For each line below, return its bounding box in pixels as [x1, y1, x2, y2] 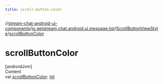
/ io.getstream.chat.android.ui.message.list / [30, 25, 116, 31]
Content [5, 69, 21, 74]
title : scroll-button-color [5, 7, 62, 12]
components [5, 25, 31, 31]
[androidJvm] [5, 63, 33, 69]
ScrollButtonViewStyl [116, 25, 159, 31]
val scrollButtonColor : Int [5, 73, 55, 80]
